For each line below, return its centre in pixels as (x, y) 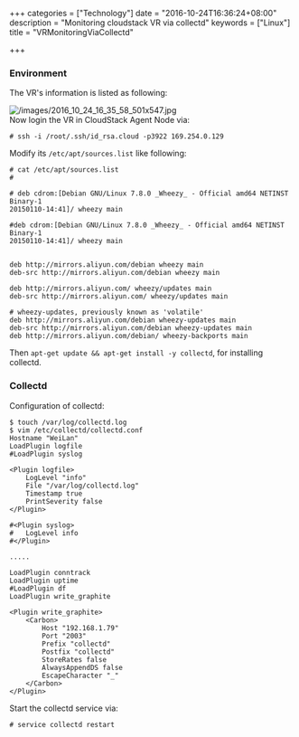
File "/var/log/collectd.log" (83, 486)
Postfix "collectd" (79, 652)
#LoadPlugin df (38, 588)
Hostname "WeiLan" (44, 438)
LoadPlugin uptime (44, 581)
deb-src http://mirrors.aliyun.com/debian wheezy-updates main (131, 328)
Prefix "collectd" (76, 644)
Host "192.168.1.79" (80, 628)
